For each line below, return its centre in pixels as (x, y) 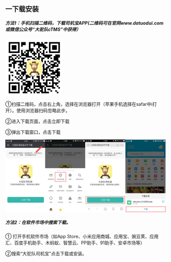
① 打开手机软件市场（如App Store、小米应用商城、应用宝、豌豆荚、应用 (82, 236)
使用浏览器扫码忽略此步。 (43, 110)
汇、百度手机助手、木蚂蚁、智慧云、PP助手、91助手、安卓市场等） (75, 243)
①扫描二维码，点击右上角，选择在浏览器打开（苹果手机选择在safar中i (79, 104)
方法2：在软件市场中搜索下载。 (38, 222)
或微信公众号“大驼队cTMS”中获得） (43, 29)
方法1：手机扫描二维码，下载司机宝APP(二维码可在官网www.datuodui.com (84, 23)
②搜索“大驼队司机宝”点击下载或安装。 (46, 253)
